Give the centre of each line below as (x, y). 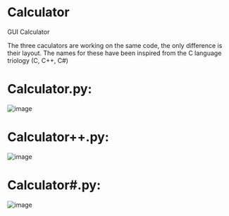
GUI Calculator (29, 32)
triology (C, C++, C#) (38, 60)
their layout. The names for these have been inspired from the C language (114, 53)
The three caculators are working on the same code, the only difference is (115, 45)
